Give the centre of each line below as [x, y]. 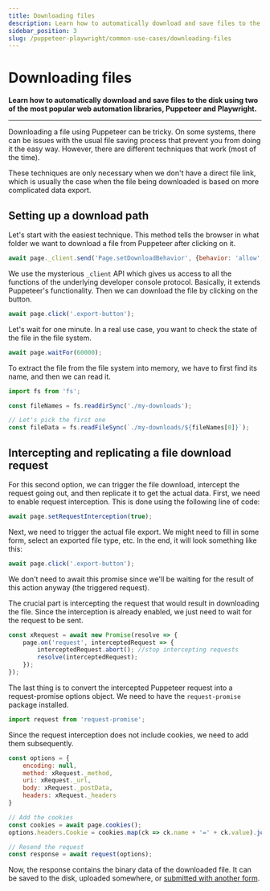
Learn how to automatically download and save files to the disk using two [133, 101]
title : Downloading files [51, 16]
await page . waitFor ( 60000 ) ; [55, 352]
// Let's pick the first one [57, 420]
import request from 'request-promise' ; [77, 719]
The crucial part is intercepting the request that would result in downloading [134, 603]
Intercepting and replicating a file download [120, 452]
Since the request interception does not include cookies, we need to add [129, 735]
